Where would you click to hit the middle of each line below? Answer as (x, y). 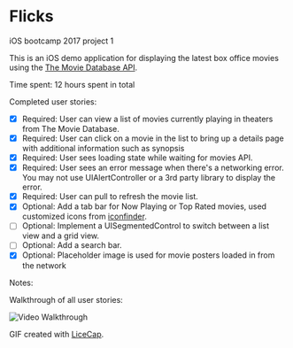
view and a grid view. (61, 236)
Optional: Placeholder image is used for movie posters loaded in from (148, 255)
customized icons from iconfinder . (85, 217)
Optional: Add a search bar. (72, 245)
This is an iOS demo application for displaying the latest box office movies (144, 58)
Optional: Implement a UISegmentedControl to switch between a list (146, 226)
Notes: (21, 282)
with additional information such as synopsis (103, 149)
